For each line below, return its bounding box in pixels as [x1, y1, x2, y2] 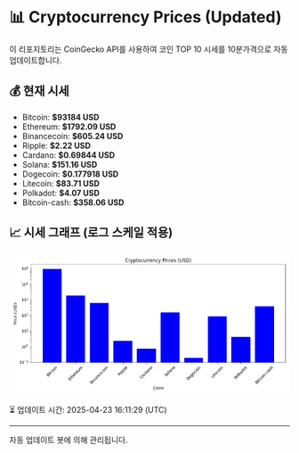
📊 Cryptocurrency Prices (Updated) [9, 7, 282, 28]
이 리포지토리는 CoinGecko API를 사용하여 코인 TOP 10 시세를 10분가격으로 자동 [9, 44, 288, 54]
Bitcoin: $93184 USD [21, 111, 100, 122]
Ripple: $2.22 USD [21, 140, 92, 151]
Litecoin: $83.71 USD [21, 177, 101, 188]
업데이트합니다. [9, 54, 62, 65]
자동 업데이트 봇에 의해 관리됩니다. [9, 434, 128, 445]
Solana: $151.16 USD [21, 159, 98, 169]
